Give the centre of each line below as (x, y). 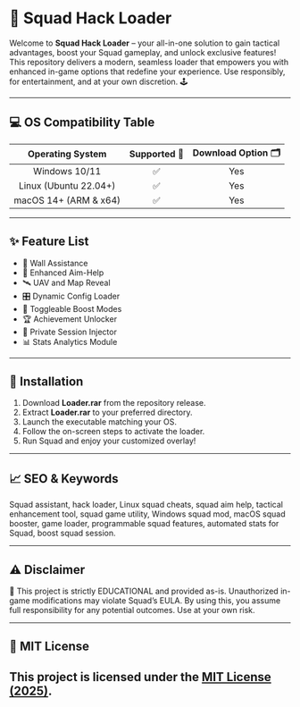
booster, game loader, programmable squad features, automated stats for (144, 524)
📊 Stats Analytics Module (70, 341)
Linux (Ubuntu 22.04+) (67, 185)
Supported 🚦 (157, 154)
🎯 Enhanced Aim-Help (63, 273)
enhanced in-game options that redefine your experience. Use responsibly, (147, 72)
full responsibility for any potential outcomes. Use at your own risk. (133, 610)
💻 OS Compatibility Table (82, 123)
